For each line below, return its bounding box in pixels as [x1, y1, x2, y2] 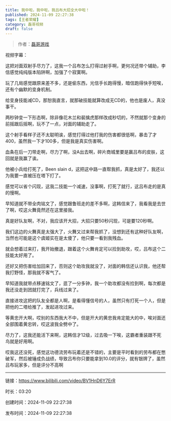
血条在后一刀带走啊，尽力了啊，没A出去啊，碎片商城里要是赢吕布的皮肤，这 [5, 149, 164, 155]
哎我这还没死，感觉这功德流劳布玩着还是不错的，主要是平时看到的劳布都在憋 [5, 349, 166, 355]
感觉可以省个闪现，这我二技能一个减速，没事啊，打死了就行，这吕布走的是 [5, 183, 161, 189]
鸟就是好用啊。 [5, 338, 37, 344]
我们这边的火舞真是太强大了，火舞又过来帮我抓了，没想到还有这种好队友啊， [5, 229, 166, 235]
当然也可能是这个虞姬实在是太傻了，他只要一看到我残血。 [5, 235, 126, 241]
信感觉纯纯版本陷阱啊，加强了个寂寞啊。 [5, 69, 90, 76]
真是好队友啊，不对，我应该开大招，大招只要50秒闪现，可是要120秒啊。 [5, 218, 157, 224]
